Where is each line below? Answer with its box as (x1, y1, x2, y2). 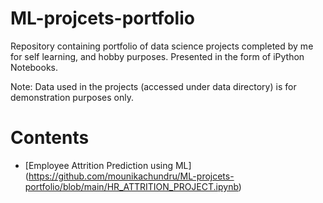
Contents (10, 127, 90, 149)
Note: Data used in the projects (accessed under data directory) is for (10, 80, 297, 92)
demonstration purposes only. (10, 91, 134, 103)
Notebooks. (10, 61, 59, 73)
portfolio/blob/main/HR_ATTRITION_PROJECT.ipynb (24, 180, 239, 192)
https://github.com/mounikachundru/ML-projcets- (28, 170, 235, 182)
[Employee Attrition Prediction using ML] (24, 159, 192, 171)
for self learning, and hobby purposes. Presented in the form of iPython (10, 50, 305, 62)
